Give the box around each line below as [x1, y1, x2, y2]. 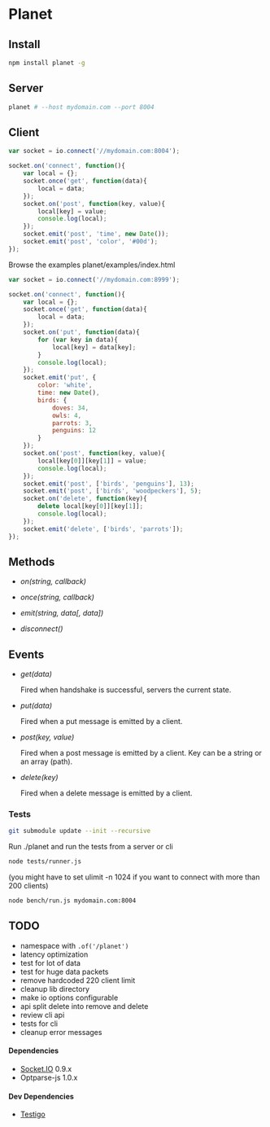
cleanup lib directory [20, 984, 90, 993]
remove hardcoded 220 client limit [20, 975, 136, 985]
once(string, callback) [20, 592, 95, 603]
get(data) [20, 669, 53, 679]
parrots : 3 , [51, 419, 93, 428]
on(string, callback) [20, 577, 87, 586]
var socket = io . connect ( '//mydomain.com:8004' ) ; [8, 147, 181, 156]
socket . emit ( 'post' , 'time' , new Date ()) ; [23, 230, 169, 239]
